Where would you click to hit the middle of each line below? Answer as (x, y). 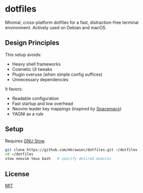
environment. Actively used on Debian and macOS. (56, 27)
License (17, 174)
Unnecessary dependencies (40, 79)
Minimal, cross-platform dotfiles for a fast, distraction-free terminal (72, 22)
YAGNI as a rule (28, 114)
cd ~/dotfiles (19, 154)
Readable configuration (35, 98)
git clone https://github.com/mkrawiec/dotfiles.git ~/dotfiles (71, 150)
